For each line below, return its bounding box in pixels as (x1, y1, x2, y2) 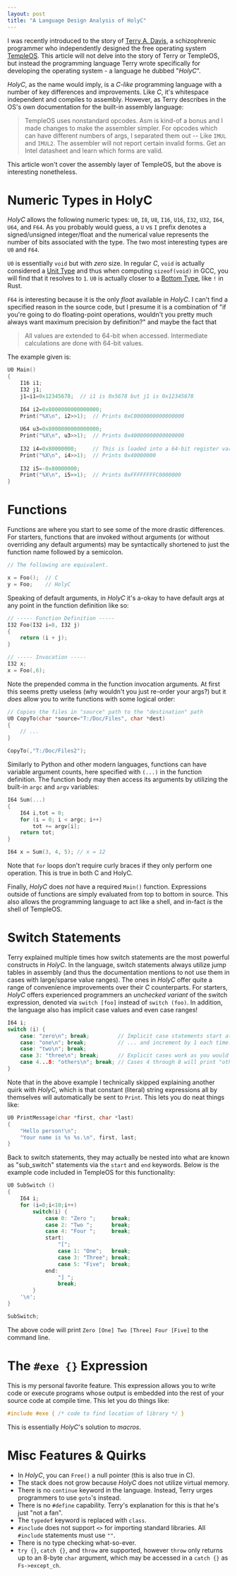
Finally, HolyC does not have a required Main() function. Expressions (7, 882, 207, 891)
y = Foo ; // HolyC (7, 581, 71, 588)
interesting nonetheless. (7, 167, 78, 176)
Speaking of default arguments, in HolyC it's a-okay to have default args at (7, 593, 225, 602)
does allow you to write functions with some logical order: (7, 694, 176, 703)
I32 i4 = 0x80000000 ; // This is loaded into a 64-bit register (20, 445, 219, 452)
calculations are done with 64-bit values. (24, 339, 144, 348)
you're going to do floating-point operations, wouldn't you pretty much (7, 310, 213, 319)
